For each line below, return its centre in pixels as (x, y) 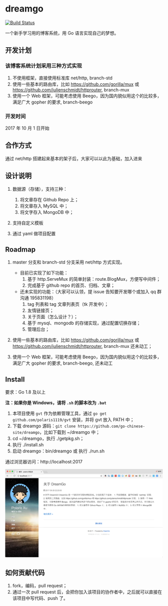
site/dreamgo (26, 433)
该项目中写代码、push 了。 (40, 598)
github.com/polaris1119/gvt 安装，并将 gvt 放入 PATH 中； (73, 420)
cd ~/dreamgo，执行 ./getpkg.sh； (48, 439)
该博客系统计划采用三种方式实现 (44, 66)
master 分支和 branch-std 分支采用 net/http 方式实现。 (68, 262)
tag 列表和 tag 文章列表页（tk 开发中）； (68, 304)
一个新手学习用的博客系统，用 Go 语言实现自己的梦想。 (62, 33)
